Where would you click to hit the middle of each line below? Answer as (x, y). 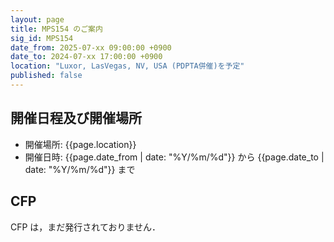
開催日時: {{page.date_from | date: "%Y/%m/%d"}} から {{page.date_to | (174, 157)
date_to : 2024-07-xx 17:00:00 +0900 (86, 57)
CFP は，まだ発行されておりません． (86, 227)
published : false (46, 76)
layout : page (37, 19)
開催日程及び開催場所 (76, 118)
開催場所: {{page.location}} (80, 144)
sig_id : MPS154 (42, 38)
